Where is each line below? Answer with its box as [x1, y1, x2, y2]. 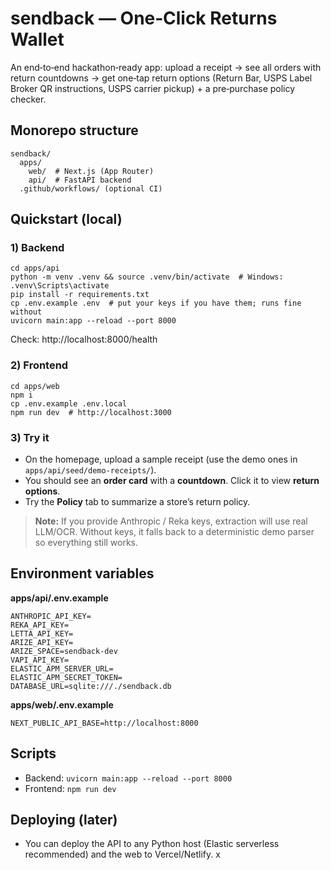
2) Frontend [10, 358, 69, 372]
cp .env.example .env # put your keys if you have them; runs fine [10, 298, 302, 309]
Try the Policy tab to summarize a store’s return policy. [24, 496, 251, 508]
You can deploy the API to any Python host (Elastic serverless [24, 838, 280, 850]
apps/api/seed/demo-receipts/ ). [24, 464, 157, 476]
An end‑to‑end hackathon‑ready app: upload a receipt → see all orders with [10, 61, 322, 73]
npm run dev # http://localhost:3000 [10, 407, 172, 417]
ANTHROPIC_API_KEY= [10, 611, 92, 621]
